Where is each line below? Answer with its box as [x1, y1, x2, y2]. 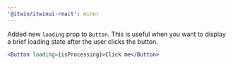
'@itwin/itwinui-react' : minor [7, 10, 100, 18]
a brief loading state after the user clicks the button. [7, 37, 159, 46]
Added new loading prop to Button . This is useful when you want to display [7, 30, 226, 38]
